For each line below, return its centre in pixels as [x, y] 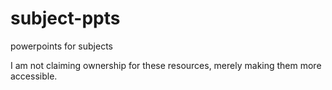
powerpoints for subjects [61, 46]
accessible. [34, 76]
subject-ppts [65, 18]
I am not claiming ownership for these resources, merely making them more [166, 65]
